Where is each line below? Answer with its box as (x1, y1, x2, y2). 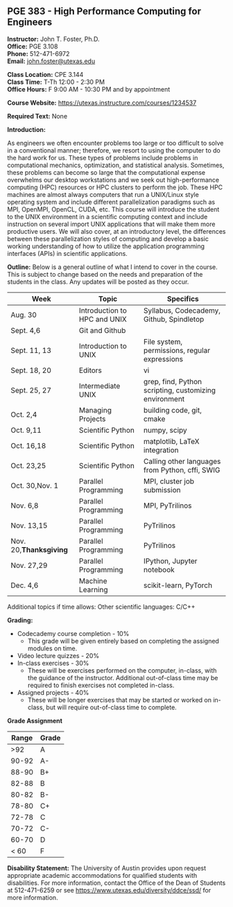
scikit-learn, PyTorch (143, 580, 213, 590)
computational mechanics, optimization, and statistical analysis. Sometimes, (7, 161, 225, 169)
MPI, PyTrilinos (143, 501, 192, 510)
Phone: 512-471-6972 (7, 49, 70, 58)
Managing (78, 405, 112, 415)
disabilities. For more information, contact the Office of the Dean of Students (7, 879, 226, 887)
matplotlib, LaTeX (143, 436, 200, 446)
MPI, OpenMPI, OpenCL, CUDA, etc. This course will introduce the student (7, 205, 220, 214)
